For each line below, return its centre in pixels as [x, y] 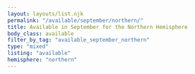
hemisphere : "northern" [42, 60]
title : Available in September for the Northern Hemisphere [98, 27]
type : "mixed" [28, 47]
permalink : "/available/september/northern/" [75, 20]
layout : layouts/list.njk [45, 14]
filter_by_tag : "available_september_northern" [79, 40]
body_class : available [41, 33]
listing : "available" [39, 54]
